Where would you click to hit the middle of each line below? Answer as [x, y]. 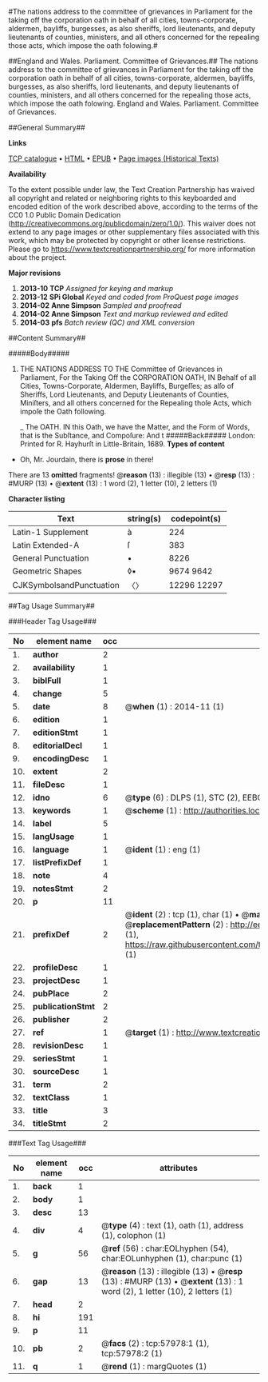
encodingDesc [61, 759]
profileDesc [55, 967]
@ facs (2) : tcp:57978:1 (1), [155, 1343]
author [46, 655]
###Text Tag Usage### [47, 1143]
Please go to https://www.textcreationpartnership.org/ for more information [132, 249]
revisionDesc [58, 1045]
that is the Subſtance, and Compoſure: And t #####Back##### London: [138, 435]
